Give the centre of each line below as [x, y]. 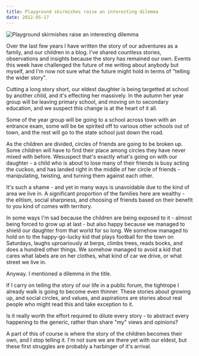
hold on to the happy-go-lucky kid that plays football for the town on [90, 237]
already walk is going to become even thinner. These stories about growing [99, 291]
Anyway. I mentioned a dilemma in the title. [59, 273]
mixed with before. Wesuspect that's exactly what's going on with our [92, 156]
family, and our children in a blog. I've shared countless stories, [84, 52]
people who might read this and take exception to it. [70, 304]
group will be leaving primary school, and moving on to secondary [87, 101]
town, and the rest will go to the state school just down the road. [85, 132]
